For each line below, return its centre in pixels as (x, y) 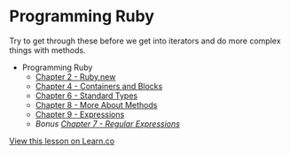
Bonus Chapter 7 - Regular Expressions (107, 123)
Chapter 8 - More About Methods (96, 104)
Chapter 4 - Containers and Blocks (99, 86)
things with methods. (47, 50)
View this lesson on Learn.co (62, 141)
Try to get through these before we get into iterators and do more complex (145, 41)
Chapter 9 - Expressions (80, 114)
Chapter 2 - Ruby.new (75, 76)
